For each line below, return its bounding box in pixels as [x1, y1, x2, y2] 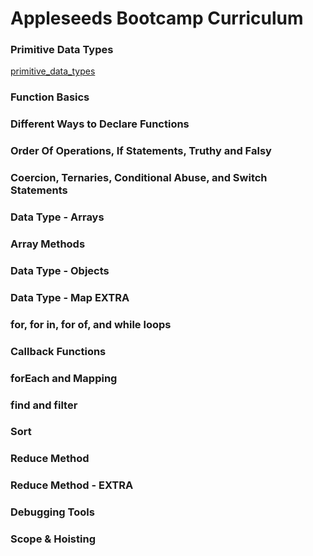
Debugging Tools [10, 505, 95, 519]
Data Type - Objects [10, 263, 110, 277]
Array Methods [10, 237, 86, 251]
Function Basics [10, 90, 90, 104]
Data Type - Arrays [10, 210, 105, 224]
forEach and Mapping [10, 371, 118, 385]
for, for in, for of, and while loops [10, 317, 172, 331]
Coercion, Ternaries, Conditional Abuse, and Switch [10, 171, 268, 185]
